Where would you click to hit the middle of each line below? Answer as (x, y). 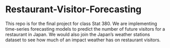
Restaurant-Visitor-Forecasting (73, 9)
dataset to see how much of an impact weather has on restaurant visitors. (83, 40)
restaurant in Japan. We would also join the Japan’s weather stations (78, 34)
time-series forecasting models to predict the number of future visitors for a (85, 29)
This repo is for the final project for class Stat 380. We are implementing (81, 23)
